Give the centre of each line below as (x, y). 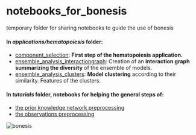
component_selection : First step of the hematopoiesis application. (99, 55)
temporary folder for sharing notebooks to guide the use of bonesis (90, 28)
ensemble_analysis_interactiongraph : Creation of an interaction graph (102, 61)
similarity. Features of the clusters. (58, 81)
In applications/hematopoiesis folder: (55, 42)
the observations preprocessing (55, 114)
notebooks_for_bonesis (67, 11)
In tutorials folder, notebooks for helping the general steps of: (85, 94)
